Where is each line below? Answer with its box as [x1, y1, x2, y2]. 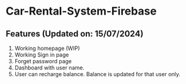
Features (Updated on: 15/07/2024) [6, 29, 144, 39]
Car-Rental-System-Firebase [6, 4, 157, 18]
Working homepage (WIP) [14, 44, 80, 52]
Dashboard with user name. [14, 64, 85, 71]
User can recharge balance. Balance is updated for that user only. [14, 71, 181, 77]
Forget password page [14, 58, 72, 65]
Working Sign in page [14, 51, 69, 58]
